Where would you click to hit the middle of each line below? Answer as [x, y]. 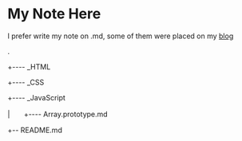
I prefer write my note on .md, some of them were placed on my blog [121, 36]
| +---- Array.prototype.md [58, 114]
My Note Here [54, 14]
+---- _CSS [26, 82]
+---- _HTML [29, 67]
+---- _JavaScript [36, 97]
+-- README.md [35, 130]
